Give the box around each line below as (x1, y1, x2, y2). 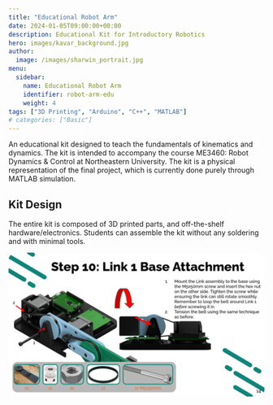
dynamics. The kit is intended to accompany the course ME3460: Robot (8, 148, 249, 158)
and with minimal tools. (8, 236, 86, 246)
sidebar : (15, 73, 45, 81)
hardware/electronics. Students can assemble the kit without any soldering (8, 228, 259, 237)
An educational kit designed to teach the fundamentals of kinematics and (8, 139, 253, 150)
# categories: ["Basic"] (8, 116, 93, 124)
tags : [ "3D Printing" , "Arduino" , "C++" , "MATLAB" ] (8, 107, 187, 115)
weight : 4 (23, 98, 57, 107)
